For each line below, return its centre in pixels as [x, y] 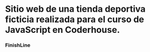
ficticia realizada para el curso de [75, 19]
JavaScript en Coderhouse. [62, 30]
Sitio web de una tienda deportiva [75, 9]
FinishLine [18, 45]
